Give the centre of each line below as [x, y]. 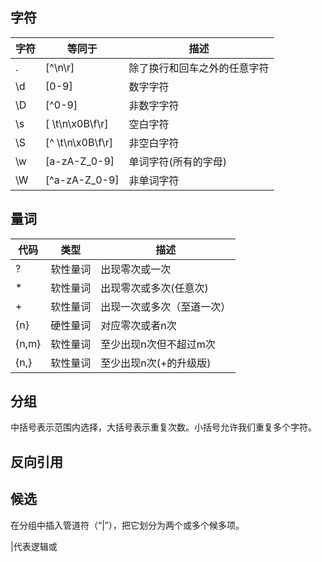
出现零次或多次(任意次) [154, 288]
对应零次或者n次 [138, 325]
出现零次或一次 [136, 269]
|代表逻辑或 [34, 546]
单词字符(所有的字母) [178, 161]
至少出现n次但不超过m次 [158, 344]
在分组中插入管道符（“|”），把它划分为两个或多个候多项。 [127, 525]
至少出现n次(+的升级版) [156, 363]
